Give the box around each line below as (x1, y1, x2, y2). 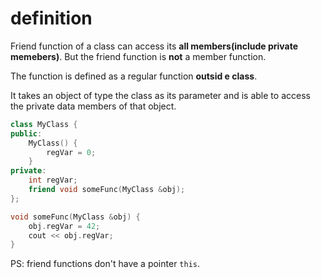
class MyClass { (10, 119, 78, 129)
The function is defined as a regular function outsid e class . (10, 70, 258, 82)
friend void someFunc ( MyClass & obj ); (28, 185, 186, 195)
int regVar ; (28, 175, 78, 186)
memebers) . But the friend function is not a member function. (10, 50, 267, 62)
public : (10, 128, 43, 139)
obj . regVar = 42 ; (28, 221, 101, 231)
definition (10, 7, 93, 30)
